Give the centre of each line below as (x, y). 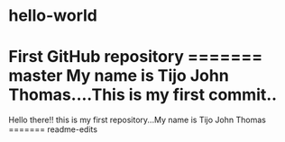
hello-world (53, 16)
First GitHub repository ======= (136, 57)
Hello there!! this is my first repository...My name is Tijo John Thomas (138, 120)
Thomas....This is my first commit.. (142, 95)
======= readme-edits (53, 129)
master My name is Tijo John (119, 76)
